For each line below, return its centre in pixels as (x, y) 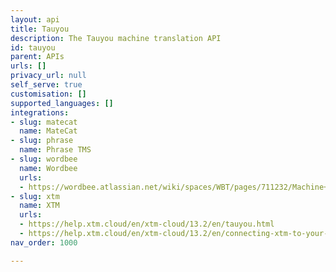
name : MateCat (48, 131)
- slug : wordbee (44, 159)
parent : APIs (37, 57)
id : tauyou (33, 47)
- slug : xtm (35, 196)
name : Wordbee (48, 168)
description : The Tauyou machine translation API (116, 38)
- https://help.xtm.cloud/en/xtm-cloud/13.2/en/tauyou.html (147, 224)
